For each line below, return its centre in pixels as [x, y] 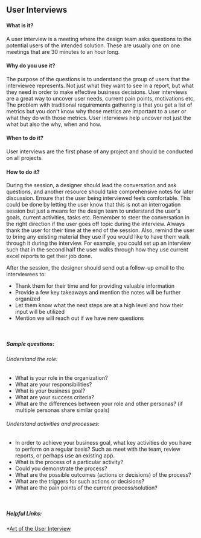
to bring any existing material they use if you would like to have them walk [98, 237]
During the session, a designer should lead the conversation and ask [91, 185]
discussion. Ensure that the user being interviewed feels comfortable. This [99, 198]
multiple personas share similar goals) [62, 410]
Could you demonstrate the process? [61, 468]
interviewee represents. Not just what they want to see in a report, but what [100, 85]
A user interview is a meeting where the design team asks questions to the [99, 39]
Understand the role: [32, 359]
